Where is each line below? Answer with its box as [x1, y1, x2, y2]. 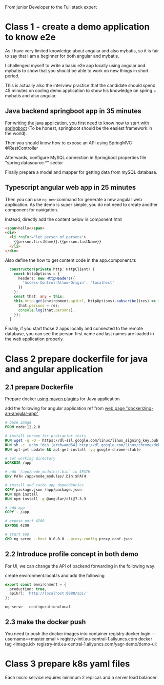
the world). [5, 130, 27, 136]
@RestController [5, 145, 38, 151]
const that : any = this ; [14, 294, 64, 299]
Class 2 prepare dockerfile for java [5, 353, 148, 364]
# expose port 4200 [5, 519, 45, 524]
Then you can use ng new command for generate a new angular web [5, 196, 143, 202]
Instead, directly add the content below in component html [5, 216, 123, 222]
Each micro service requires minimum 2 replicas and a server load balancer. [5, 674, 158, 680]
